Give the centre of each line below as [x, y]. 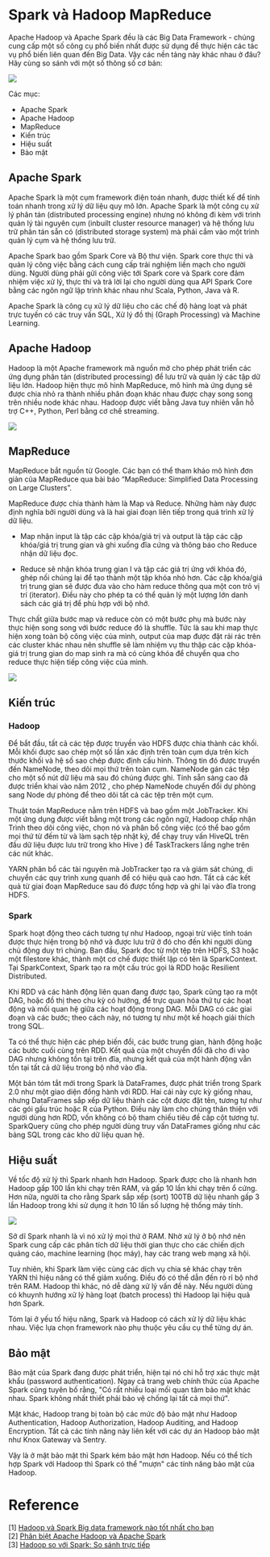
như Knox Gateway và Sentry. [58, 1439]
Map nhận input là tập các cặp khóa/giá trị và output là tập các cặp [131, 537]
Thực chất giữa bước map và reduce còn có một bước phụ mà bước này [127, 619]
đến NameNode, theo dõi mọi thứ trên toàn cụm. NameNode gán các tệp [129, 769]
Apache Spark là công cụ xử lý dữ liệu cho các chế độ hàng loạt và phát [128, 305]
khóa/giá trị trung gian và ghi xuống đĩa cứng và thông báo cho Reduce [139, 545]
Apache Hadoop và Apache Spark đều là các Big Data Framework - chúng [132, 37]
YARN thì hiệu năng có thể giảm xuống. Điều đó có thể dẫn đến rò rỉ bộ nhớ [133, 1277]
